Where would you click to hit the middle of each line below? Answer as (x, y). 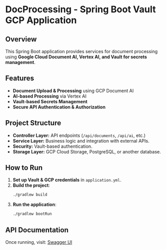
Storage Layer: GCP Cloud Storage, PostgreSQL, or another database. (87, 151)
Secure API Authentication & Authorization (59, 107)
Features (20, 78)
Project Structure (33, 123)
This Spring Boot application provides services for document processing (81, 51)
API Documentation (37, 230)
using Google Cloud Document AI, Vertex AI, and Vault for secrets (76, 57)
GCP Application (41, 20)
